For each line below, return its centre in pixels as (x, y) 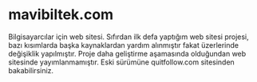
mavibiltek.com (61, 15)
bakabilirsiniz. (31, 70)
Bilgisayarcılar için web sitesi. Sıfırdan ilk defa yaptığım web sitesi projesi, (128, 37)
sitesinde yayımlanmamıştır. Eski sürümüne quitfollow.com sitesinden (122, 62)
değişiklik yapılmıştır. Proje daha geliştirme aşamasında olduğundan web (127, 53)
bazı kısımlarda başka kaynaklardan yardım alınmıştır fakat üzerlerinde (124, 45)
